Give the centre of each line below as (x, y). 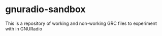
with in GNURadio (24, 28)
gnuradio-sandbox (45, 9)
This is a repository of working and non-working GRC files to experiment (81, 23)
